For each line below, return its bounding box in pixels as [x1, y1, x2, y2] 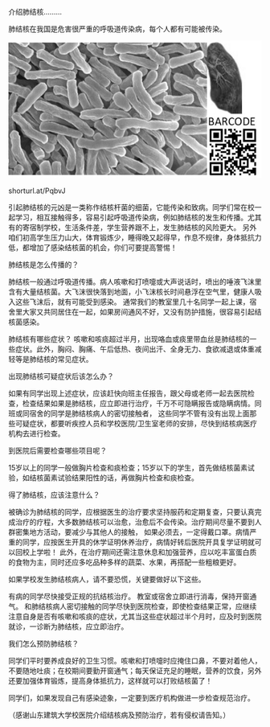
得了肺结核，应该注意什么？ [8, 490, 100, 500]
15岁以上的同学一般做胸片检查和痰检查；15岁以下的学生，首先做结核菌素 [8, 463, 247, 473]
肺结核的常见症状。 [29, 355, 93, 364]
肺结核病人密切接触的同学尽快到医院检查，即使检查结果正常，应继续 [31, 602, 257, 611]
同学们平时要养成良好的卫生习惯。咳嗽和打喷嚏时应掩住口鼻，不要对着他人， [8, 656, 262, 666]
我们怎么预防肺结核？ [8, 639, 79, 649]
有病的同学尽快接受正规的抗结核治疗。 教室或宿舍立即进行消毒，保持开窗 [8, 592, 250, 602]
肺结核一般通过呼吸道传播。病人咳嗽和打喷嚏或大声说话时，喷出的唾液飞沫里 [8, 277, 262, 287]
